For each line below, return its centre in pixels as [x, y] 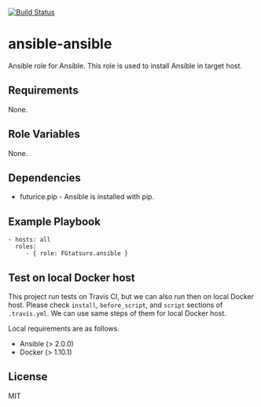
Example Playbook [54, 222]
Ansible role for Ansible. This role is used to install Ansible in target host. [125, 65]
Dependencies [44, 178]
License [28, 377]
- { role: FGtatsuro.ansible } [77, 253]
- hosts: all [29, 240]
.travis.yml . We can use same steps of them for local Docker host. [117, 313]
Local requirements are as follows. [64, 328]
